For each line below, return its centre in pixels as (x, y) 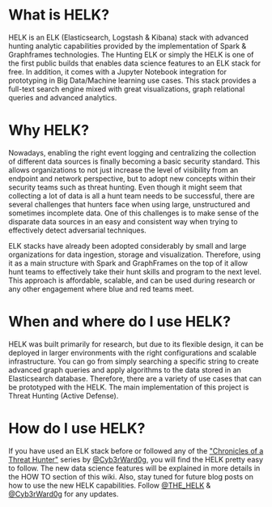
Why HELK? (49, 130)
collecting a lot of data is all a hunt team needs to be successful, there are (132, 195)
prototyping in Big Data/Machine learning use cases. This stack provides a (132, 80)
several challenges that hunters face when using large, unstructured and (130, 204)
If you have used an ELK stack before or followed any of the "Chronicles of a (136, 450)
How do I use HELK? (77, 428)
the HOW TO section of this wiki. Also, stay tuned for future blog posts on (131, 476)
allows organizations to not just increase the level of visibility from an (123, 170)
